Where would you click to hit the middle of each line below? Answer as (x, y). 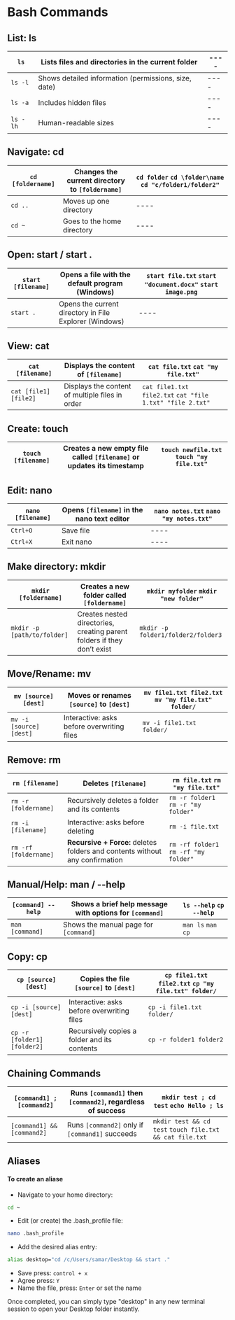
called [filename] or (106, 457)
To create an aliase (35, 1179)
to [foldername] (96, 189)
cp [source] (36, 980)
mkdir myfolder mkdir (182, 591)
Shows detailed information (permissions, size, (115, 78)
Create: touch (38, 429)
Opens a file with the (95, 274)
